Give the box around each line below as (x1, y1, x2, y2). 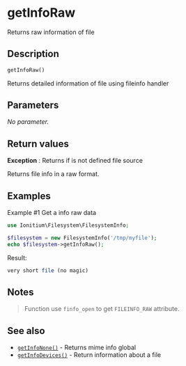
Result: (7, 253, 27, 262)
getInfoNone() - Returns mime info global (17, 343, 137, 352)
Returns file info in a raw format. (7, 170, 100, 178)
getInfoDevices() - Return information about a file (17, 351, 162, 359)
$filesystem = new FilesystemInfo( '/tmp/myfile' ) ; (7, 234, 157, 241)
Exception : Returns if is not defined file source (7, 157, 143, 165)
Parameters (7, 100, 59, 111)
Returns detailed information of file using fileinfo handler (7, 79, 169, 88)
